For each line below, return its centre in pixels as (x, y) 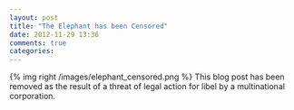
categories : (32, 51)
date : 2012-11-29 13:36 (54, 34)
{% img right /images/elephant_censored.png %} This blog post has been (147, 77)
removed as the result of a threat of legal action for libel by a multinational (147, 87)
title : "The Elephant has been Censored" (89, 26)
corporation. (33, 96)
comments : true (38, 43)
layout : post (34, 18)
